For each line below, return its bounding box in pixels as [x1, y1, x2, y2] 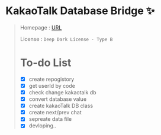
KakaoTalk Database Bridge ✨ [5, 4, 155, 18]
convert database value [28, 96, 87, 103]
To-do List [20, 56, 72, 70]
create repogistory [28, 75, 75, 83]
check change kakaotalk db [28, 89, 96, 96]
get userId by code [28, 82, 75, 89]
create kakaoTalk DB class [28, 102, 93, 110]
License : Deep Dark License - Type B [20, 35, 113, 42]
